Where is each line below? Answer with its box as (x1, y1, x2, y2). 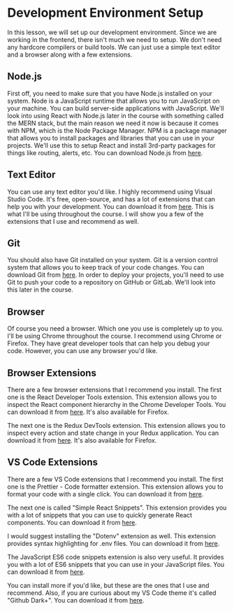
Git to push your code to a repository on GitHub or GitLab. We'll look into (7, 278, 216, 287)
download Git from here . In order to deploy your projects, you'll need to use (7, 271, 224, 279)
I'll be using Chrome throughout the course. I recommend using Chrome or (7, 332, 222, 340)
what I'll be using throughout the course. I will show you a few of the (7, 210, 204, 218)
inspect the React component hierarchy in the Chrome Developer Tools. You (7, 401, 226, 408)
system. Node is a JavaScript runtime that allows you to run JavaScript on (7, 96, 220, 105)
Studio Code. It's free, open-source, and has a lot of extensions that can (7, 194, 215, 203)
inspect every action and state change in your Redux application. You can (7, 429, 219, 437)
